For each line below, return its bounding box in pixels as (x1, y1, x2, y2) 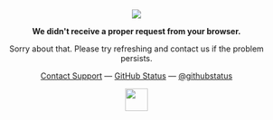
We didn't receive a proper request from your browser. (32, 26, 241, 36)
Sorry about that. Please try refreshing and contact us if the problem (8, 43, 265, 54)
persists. (119, 53, 154, 63)
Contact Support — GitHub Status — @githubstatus (40, 70, 233, 81)
